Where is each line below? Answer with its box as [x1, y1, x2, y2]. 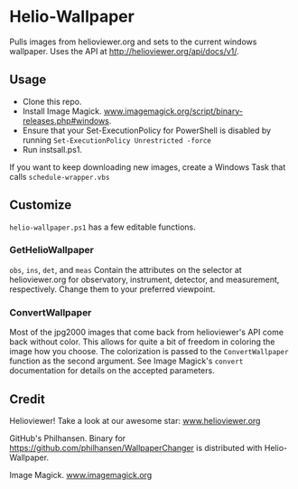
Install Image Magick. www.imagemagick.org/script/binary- [22, 106, 244, 117]
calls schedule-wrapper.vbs [9, 171, 110, 182]
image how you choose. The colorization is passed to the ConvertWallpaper [9, 346, 289, 357]
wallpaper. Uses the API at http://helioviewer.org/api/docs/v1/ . [9, 45, 239, 56]
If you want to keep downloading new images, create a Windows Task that [9, 161, 286, 173]
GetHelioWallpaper [9, 244, 95, 257]
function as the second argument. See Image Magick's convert [9, 355, 244, 367]
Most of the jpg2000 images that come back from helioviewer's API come [9, 327, 284, 338]
